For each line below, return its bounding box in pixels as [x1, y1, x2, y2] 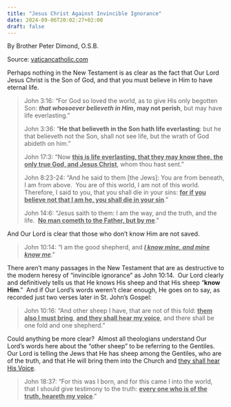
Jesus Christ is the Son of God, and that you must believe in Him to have [7, 76, 213, 84]
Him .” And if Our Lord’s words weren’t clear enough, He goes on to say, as [7, 286, 221, 294]
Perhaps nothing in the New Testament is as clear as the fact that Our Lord [7, 68, 219, 77]
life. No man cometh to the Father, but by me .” [23, 216, 160, 225]
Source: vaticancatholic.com [7, 55, 88, 64]
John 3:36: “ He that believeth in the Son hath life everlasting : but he [23, 125, 222, 133]
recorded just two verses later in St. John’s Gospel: [7, 293, 152, 301]
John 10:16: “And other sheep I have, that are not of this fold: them [23, 307, 212, 315]
